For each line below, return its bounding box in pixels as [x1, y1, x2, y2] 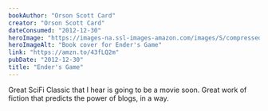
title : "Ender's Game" [8, 63, 84, 71]
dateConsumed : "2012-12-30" [8, 26, 102, 34]
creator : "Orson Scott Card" [8, 19, 105, 27]
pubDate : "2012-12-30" [8, 56, 84, 64]
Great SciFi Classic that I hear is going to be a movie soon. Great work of [8, 85, 247, 94]
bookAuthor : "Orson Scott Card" [8, 11, 116, 20]
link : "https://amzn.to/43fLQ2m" [8, 48, 120, 56]
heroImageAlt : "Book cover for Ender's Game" [8, 41, 162, 49]
